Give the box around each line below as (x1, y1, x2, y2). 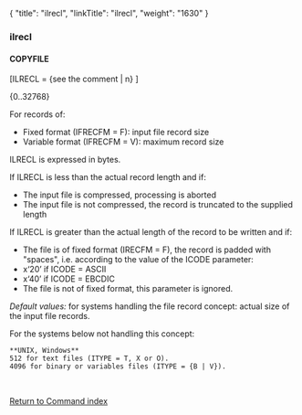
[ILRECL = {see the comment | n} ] (9, 73, 139, 85)
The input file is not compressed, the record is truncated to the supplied (22, 199, 294, 210)
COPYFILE (9, 53, 50, 64)
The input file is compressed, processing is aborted (22, 189, 217, 200)
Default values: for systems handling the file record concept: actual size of (9, 301, 290, 312)
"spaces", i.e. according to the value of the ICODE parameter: (22, 254, 254, 265)
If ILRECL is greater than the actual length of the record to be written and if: (9, 227, 293, 238)
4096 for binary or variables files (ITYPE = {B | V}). (9, 362, 226, 371)
